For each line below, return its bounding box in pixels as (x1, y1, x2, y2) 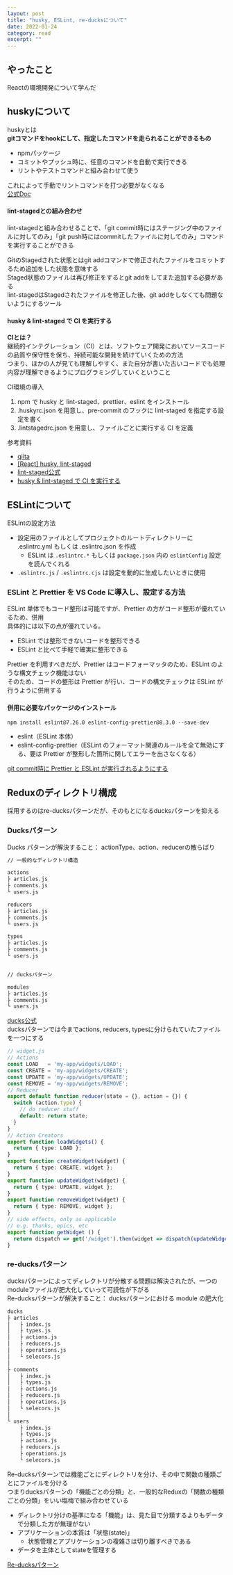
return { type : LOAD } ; (13, 1145, 82, 1152)
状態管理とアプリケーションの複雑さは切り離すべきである (27, 1537, 192, 1545)
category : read (7, 29, 51, 37)
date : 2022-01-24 (7, 23, 58, 30)
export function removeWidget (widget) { (7, 1197, 126, 1204)
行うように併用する (7, 686, 62, 695)
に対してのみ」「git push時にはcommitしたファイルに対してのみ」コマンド (12, 232, 225, 241)
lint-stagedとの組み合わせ (7, 207, 83, 216)
